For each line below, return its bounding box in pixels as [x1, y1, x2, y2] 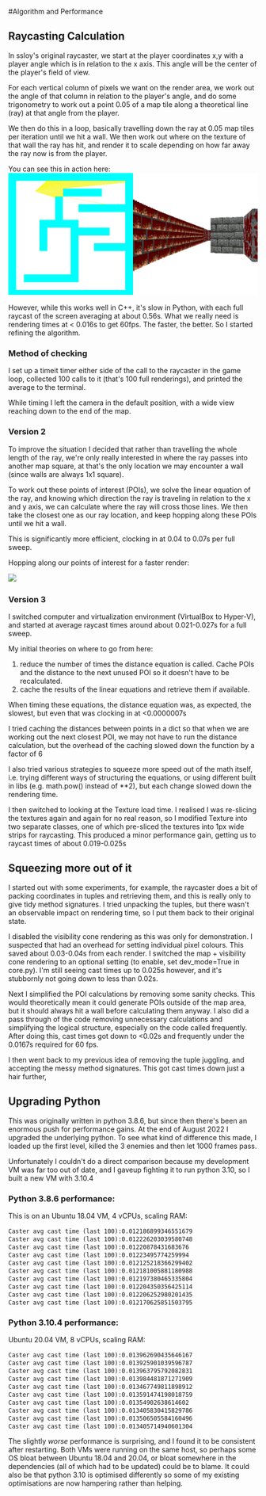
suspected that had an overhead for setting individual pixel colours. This [8, 940, 244, 949]
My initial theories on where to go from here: [8, 644, 154, 654]
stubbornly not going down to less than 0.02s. [8, 974, 158, 983]
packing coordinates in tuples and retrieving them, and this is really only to [8, 891, 252, 900]
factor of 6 [8, 749, 44, 759]
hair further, [8, 1071, 47, 1081]
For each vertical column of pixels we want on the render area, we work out [8, 82, 255, 92]
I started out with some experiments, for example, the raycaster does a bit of [8, 883, 258, 892]
